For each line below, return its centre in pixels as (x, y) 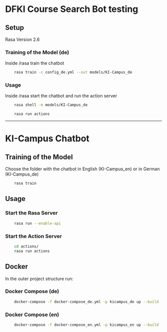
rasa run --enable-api (38, 223)
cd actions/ (26, 246)
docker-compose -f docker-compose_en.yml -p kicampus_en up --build (86, 325)
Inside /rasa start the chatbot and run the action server (61, 96)
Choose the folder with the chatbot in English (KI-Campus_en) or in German (83, 169)
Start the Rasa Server (32, 213)
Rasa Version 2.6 (22, 39)
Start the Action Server (34, 236)
